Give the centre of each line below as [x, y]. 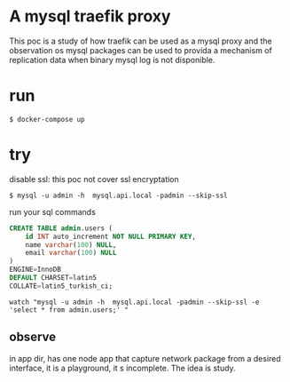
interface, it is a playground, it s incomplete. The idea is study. [123, 368]
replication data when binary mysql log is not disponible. [112, 60]
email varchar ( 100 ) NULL [71, 253]
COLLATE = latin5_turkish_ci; [61, 286]
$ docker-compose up [47, 119]
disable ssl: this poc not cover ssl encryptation [94, 179]
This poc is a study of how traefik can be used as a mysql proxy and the [141, 41]
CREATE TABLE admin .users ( [61, 228]
